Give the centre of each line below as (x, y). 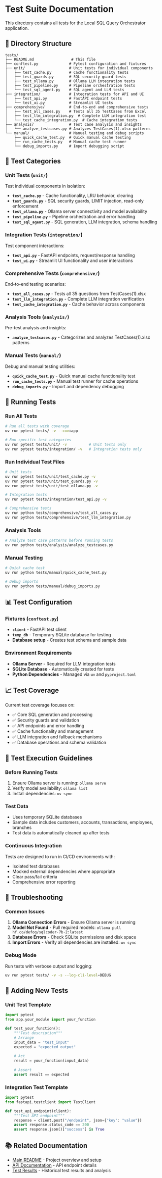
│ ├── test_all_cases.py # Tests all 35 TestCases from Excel (76, 111)
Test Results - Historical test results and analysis (62, 1170)
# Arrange (24, 1038)
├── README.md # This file (50, 59)
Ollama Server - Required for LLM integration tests (64, 664)
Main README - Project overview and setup (57, 1160)
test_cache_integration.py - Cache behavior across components (79, 304)
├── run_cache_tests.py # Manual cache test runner (70, 142)
